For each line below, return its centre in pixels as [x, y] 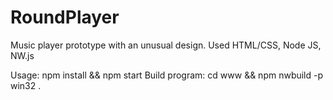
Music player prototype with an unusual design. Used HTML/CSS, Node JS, [166, 45]
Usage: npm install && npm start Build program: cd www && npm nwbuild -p [167, 75]
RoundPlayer [65, 17]
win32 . [26, 85]
